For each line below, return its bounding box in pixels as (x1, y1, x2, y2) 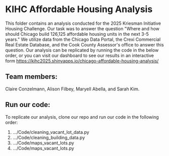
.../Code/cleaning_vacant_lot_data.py (12, 129, 89, 135)
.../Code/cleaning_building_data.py (12, 134, 85, 140)
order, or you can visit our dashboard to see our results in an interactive (5, 52, 154, 59)
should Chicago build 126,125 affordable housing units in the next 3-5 (5, 31, 149, 37)
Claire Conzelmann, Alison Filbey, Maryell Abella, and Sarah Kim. (5, 86, 140, 92)
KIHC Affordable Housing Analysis (5, 4, 153, 15)
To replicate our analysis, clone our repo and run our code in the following (5, 114, 159, 120)
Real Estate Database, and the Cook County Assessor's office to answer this (5, 41, 164, 47)
